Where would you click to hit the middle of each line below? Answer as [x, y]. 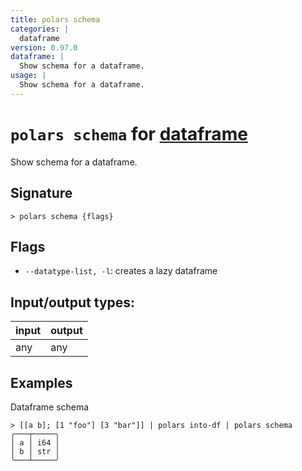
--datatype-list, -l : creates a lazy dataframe [121, 271]
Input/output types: [73, 302]
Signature [41, 193]
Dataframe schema [50, 407]
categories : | [40, 29]
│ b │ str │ [35, 451]
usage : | [28, 76]
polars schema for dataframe [129, 133]
